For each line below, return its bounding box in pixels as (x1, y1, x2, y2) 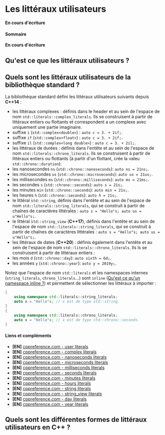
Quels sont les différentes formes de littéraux (5, 415, 147, 424)
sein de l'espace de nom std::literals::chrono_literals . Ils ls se (12, 245, 147, 251)
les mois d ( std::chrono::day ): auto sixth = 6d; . (12, 255, 112, 261)
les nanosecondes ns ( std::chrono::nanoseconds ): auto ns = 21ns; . (12, 166, 149, 172)
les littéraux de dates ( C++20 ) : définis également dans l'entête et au (12, 239, 153, 245)
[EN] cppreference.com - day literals (12, 396, 87, 402)
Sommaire (5, 31, 27, 37)
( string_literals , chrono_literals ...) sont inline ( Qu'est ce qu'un (5, 275, 140, 281)
